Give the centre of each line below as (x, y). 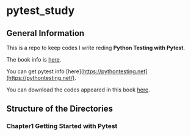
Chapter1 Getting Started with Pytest (62, 126)
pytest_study (41, 11)
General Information (45, 33)
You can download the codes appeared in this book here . (78, 90)
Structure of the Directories (59, 109)
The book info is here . (34, 59)
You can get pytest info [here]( (45, 71)
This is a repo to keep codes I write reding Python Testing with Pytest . (95, 48)
